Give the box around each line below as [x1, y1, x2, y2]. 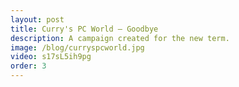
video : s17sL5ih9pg [10, 52, 92, 62]
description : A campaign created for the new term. [10, 33, 230, 43]
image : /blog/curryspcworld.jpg [10, 42, 145, 53]
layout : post [10, 14, 65, 25]
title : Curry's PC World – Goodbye [10, 24, 159, 34]
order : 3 [10, 61, 47, 71]
